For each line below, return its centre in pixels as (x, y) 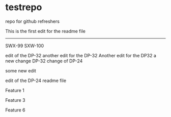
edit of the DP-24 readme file (36, 81)
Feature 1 (15, 90)
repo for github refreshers (33, 21)
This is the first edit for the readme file (45, 31)
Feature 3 (15, 100)
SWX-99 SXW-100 (25, 46)
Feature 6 (15, 110)
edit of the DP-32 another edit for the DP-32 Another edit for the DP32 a (81, 55)
